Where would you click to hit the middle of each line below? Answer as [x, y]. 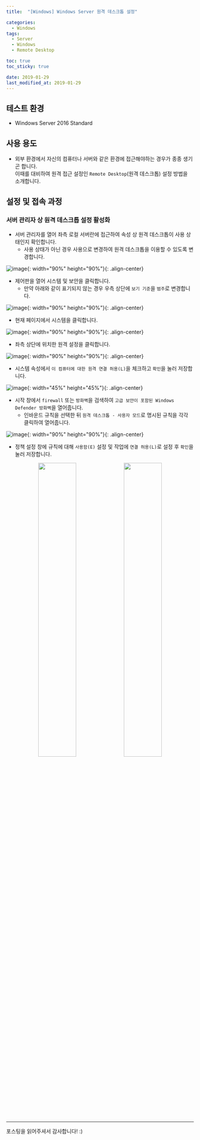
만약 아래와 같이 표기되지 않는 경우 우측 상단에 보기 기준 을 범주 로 [97, 288]
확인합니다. [43, 241]
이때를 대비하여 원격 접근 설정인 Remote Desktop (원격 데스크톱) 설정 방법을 [101, 174]
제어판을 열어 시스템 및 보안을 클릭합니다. [62, 281]
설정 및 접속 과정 [34, 202]
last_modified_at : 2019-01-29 [44, 83]
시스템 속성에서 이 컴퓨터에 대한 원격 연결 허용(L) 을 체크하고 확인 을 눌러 [96, 368]
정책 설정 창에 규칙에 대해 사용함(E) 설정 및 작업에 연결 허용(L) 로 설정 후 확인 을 [104, 446]
